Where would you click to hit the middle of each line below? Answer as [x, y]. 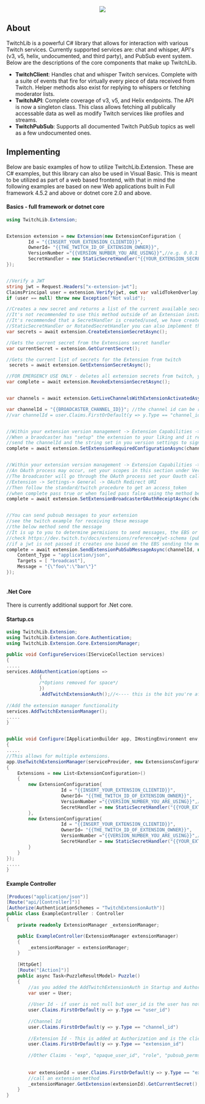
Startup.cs [20, 619]
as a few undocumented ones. [53, 133]
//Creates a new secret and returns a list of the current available [97, 309]
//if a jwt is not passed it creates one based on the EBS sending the [99, 544]
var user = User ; [50, 993]
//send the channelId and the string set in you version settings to [97, 443]
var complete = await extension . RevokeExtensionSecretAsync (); [88, 382]
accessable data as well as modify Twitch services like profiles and [99, 113]
